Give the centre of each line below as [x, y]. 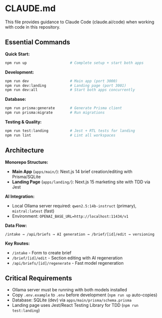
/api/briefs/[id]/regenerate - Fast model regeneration [68, 263]
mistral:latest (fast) [33, 211]
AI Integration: [20, 196]
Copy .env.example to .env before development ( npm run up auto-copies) [85, 295]
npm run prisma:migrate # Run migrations [55, 113]
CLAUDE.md [30, 8]
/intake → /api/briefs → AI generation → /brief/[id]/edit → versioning [80, 234]
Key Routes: [17, 243]
